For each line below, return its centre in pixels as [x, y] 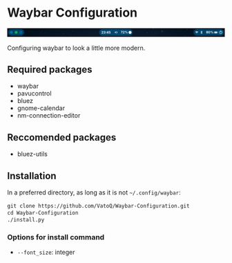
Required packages [50, 70]
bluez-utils [32, 154]
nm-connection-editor [49, 116]
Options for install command [56, 237]
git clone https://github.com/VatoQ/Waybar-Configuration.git [98, 206]
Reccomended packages [62, 137]
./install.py [26, 220]
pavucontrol [34, 93]
